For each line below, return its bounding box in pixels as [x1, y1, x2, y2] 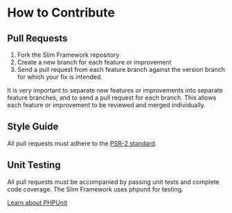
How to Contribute [7, 5, 116, 21]
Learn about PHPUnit [7, 198, 68, 207]
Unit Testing [7, 159, 61, 171]
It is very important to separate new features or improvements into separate [7, 86, 223, 94]
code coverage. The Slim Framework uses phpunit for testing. [7, 185, 184, 193]
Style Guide [7, 121, 59, 133]
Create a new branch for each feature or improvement [17, 58, 172, 66]
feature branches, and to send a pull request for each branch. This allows [7, 93, 217, 102]
